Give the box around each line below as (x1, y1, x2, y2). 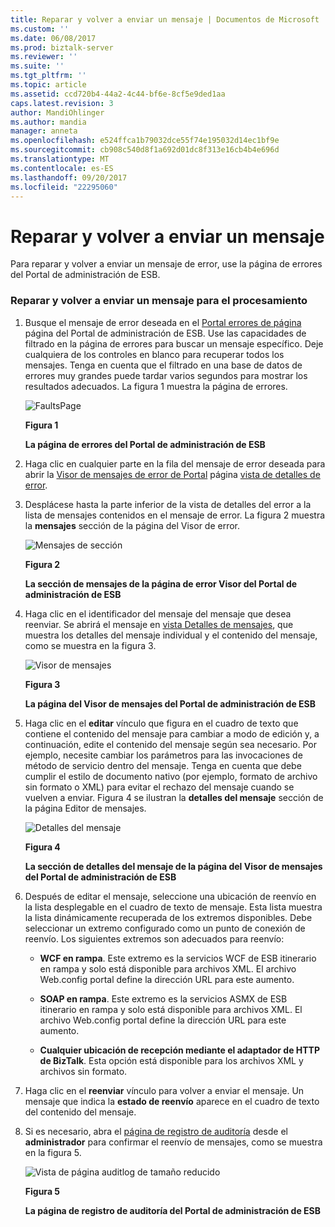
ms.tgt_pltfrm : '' (10, 71, 87, 81)
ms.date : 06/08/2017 (10, 33, 97, 43)
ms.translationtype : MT (10, 154, 110, 164)
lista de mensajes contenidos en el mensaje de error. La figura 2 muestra (24, 509, 326, 521)
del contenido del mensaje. (24, 1106, 137, 1118)
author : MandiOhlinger (10, 107, 105, 118)
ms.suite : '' (10, 61, 65, 71)
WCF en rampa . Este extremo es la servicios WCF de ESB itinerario (39, 952, 317, 964)
